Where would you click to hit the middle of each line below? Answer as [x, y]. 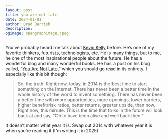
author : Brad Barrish [28, 24]
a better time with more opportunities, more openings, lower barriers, [89, 100]
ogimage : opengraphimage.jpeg [37, 33]
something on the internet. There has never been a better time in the [89, 89]
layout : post [19, 10]
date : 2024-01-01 [23, 19]
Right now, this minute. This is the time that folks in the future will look [90, 110]
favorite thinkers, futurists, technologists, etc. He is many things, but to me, [83, 53]
